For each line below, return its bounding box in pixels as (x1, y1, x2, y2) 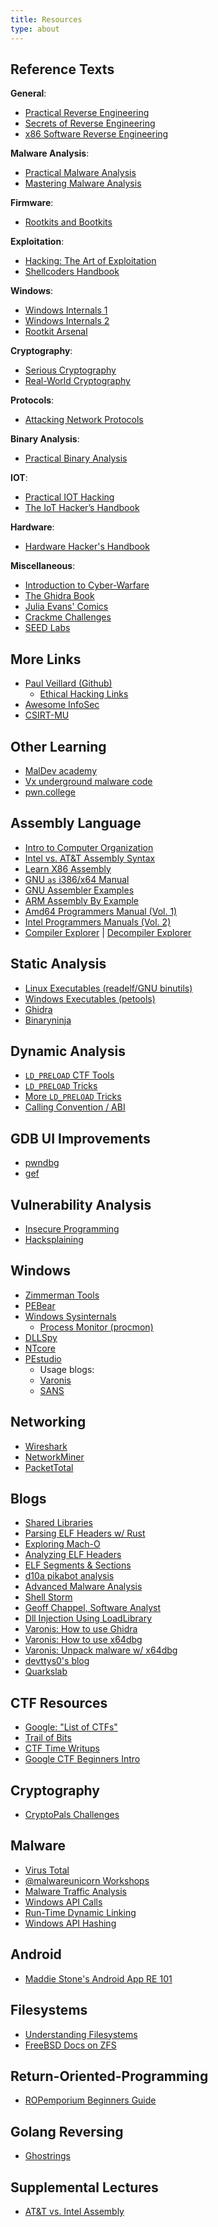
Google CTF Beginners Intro (24, 1753, 141, 1765)
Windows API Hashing (24, 1917, 117, 1929)
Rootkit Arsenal (24, 326, 88, 338)
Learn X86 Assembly (24, 862, 112, 875)
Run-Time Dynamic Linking (24, 1906, 137, 1918)
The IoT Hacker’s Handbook (24, 502, 140, 514)
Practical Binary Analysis (24, 452, 128, 465)
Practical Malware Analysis (24, 167, 137, 179)
